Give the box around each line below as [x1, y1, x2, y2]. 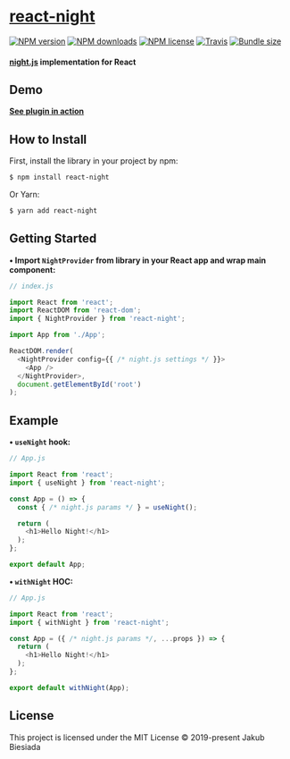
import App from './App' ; [9, 331, 105, 340]
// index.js [9, 282, 54, 291]
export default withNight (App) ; [9, 683, 129, 692]
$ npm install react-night [9, 173, 110, 182]
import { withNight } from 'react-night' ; [9, 618, 170, 627]
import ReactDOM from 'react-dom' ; [9, 306, 142, 315]
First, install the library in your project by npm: [9, 156, 178, 166]
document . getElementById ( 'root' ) [17, 380, 142, 389]
